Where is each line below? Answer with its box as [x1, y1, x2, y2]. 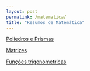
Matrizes [6, 47, 27, 54]
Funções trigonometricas [6, 58, 67, 65]
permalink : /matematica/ [6, 14, 67, 20]
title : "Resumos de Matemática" [6, 19, 85, 25]
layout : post [6, 8, 38, 15]
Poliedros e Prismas [6, 36, 54, 43]
